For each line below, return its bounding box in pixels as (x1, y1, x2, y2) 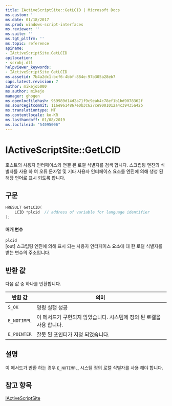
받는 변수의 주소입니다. (5, 249, 51, 256)
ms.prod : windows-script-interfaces (5, 22, 83, 27)
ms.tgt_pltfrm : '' (5, 36, 45, 42)
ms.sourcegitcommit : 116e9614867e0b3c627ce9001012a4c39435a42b (5, 103, 143, 108)
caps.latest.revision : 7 (5, 79, 58, 84)
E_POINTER (8, 332, 32, 337)
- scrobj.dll (5, 60, 33, 65)
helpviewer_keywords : (5, 65, 52, 70)
